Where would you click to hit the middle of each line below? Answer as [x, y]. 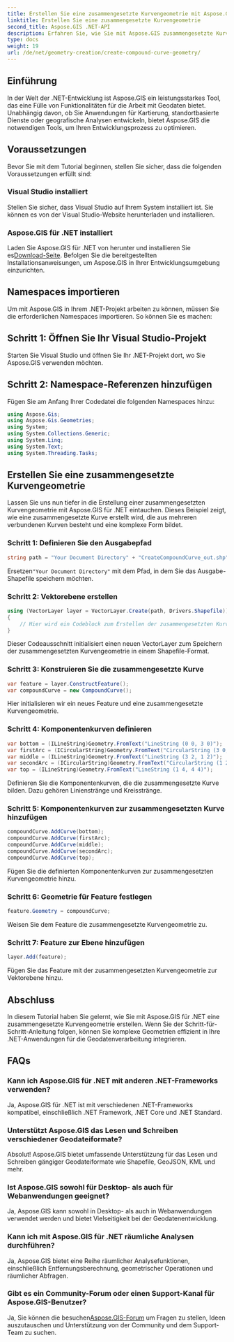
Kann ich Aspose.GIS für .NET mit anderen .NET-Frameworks [112, 1081]
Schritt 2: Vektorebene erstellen [63, 596]
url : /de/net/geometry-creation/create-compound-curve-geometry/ [104, 53]
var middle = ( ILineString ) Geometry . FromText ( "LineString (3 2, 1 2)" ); [115, 757]
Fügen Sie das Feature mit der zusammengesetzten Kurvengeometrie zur [112, 971]
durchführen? [31, 1246]
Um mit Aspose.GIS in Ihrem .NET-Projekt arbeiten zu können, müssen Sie [113, 309]
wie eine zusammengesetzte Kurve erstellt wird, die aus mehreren [102, 517]
